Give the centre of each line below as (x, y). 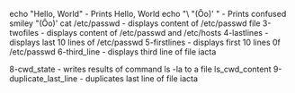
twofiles (24, 33)
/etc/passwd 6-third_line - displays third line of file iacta (113, 52)
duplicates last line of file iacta (142, 79)
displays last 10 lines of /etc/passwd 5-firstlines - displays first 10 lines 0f (145, 42)
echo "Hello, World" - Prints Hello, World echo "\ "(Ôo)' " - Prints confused (148, 14)
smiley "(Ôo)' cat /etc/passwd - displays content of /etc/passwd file (135, 23)
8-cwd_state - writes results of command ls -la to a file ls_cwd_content (140, 69)
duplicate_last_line (44, 79)
